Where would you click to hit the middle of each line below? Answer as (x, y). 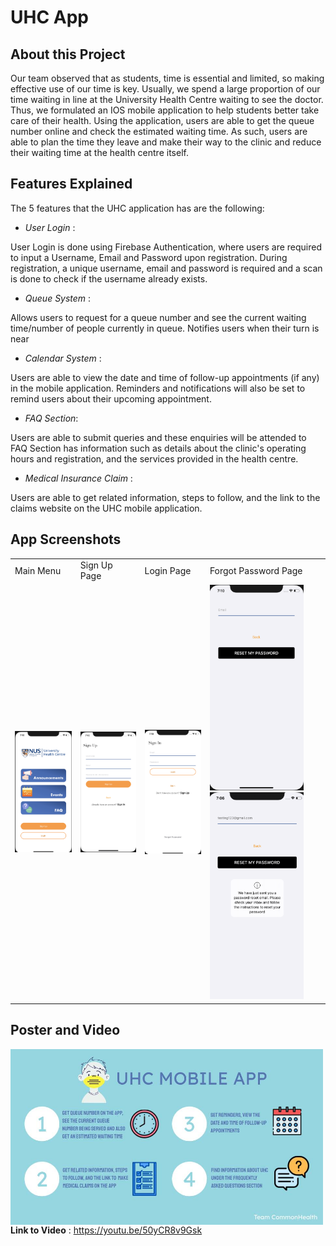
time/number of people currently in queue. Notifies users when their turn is (165, 328)
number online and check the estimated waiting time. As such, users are (159, 131)
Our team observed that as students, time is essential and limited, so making (167, 78)
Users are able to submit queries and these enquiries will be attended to (158, 437)
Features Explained (71, 184)
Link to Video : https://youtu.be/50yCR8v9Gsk (106, 1230)
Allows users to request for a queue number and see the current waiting (158, 317)
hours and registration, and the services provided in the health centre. (154, 458)
